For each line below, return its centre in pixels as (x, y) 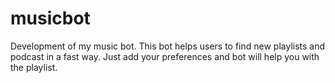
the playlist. (34, 67)
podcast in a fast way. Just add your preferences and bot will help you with (165, 56)
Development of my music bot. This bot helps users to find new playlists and (168, 46)
